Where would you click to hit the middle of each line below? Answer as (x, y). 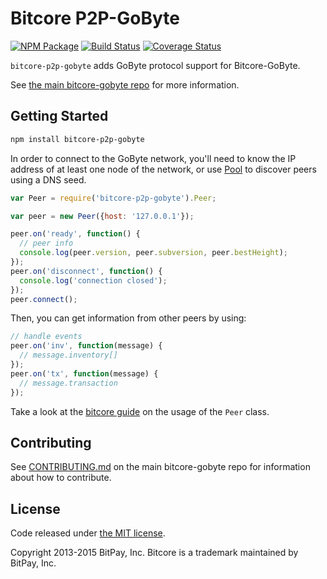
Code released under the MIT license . (88, 533)
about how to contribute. (61, 478)
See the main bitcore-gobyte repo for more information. (125, 84)
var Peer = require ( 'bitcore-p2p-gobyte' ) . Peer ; (113, 198)
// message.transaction (68, 383)
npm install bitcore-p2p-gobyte (77, 139)
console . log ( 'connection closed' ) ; (93, 280)
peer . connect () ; (44, 299)
